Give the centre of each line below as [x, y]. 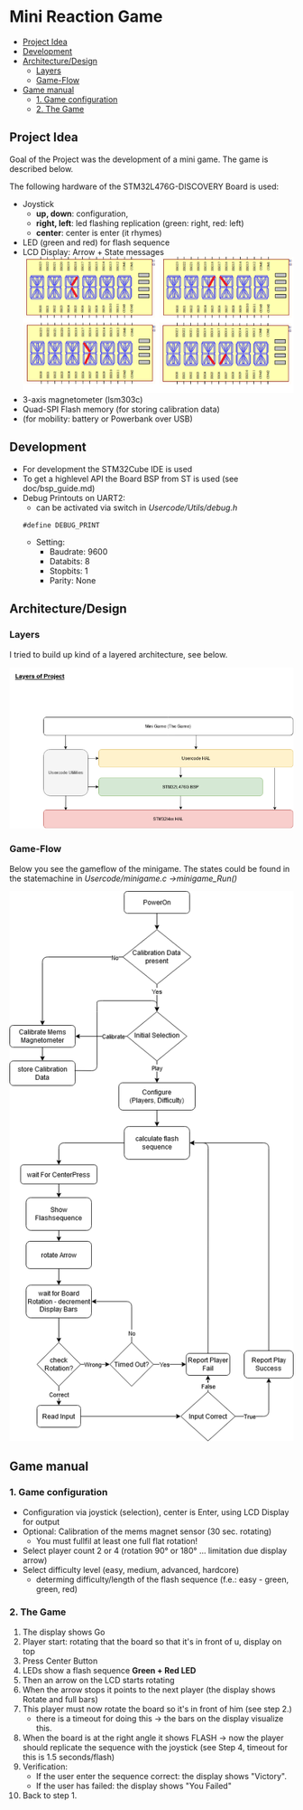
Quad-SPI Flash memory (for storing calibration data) [121, 410]
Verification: [45, 1767]
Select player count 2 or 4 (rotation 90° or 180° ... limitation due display [155, 1550]
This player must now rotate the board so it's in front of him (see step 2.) [157, 1709]
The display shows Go [64, 1632]
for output [41, 1521]
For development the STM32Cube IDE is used [107, 469]
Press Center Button [60, 1661]
